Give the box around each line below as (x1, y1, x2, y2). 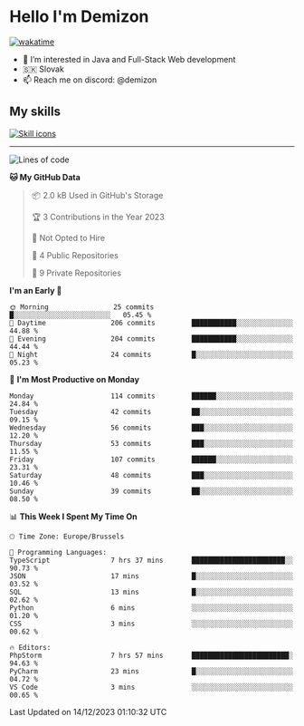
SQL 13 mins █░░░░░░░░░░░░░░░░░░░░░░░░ (9, 587, 294, 596)
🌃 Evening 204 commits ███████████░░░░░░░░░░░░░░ (9, 334, 294, 344)
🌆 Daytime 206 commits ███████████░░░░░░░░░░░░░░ (9, 318, 294, 327)
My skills (9, 104, 62, 120)
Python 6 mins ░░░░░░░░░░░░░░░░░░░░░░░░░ (9, 603, 294, 613)
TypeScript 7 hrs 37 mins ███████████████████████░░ (9, 556, 294, 565)
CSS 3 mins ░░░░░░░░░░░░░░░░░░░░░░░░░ (9, 619, 294, 628)
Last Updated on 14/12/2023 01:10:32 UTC (9, 706, 167, 717)
